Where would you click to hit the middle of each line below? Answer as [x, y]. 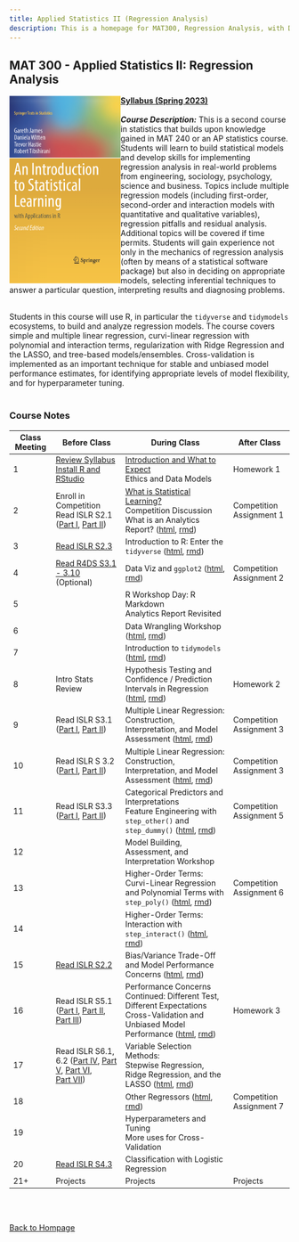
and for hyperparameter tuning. [67, 383]
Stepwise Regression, [165, 1066]
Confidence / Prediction [169, 679]
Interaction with [154, 924]
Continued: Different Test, [172, 996]
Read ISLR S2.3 [84, 546]
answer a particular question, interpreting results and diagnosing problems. [147, 290]
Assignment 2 [259, 577]
